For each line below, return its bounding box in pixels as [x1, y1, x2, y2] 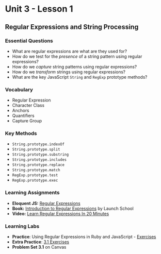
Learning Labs [5, 222, 40, 229]
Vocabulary [5, 86, 33, 93]
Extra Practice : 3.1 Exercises [12, 239, 69, 245]
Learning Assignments [5, 189, 60, 196]
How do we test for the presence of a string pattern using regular [12, 53, 142, 59]
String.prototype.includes [12, 157, 67, 162]
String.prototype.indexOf [12, 142, 64, 147]
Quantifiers [12, 113, 35, 119]
